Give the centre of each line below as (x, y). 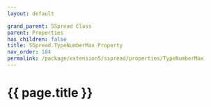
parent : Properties (36, 33)
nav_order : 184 (29, 52)
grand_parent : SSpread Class (49, 26)
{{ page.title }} (50, 93)
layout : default (31, 14)
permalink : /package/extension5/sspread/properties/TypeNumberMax (105, 59)
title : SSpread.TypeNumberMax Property (65, 46)
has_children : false (37, 39)
